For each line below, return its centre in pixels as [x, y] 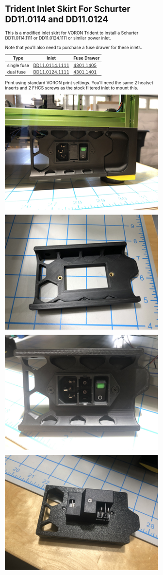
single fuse [18, 65]
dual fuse [16, 72]
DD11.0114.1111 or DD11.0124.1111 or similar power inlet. [58, 38]
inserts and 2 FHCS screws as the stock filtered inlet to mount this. [72, 88]
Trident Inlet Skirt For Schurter [68, 9]
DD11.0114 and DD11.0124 [57, 19]
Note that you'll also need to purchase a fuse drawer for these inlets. [73, 47]
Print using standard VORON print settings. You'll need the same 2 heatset [79, 83]
